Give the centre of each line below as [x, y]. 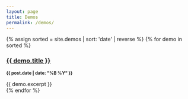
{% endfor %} [23, 90]
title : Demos [22, 17]
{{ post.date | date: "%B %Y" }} [39, 73]
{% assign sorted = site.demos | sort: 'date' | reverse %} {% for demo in [94, 39]
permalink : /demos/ [30, 22]
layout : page [22, 11]
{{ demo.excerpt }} [29, 84]
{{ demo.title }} [28, 61]
